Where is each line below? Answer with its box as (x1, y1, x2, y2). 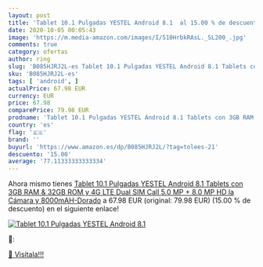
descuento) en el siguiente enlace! (8, 204, 120, 214)
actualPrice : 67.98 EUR (8, 84, 86, 93)
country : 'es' (8, 121, 55, 129)
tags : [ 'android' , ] (8, 77, 79, 85)
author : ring (8, 56, 51, 64)
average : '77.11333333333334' (8, 158, 107, 166)
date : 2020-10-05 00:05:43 (8, 26, 96, 34)
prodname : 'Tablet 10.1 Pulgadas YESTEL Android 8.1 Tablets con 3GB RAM (8, 114, 254, 122)
